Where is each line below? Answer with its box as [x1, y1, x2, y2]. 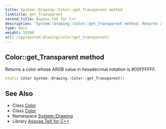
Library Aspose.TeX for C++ [12, 118, 70, 124]
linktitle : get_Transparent [5, 12, 63, 17]
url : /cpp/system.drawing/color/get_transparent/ [5, 35, 110, 40]
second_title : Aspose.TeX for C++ [5, 16, 77, 21]
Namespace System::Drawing [12, 113, 73, 119]
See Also [5, 89, 33, 98]
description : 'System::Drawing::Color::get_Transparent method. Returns [5, 21, 158, 26]
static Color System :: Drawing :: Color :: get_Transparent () [5, 76, 125, 81]
